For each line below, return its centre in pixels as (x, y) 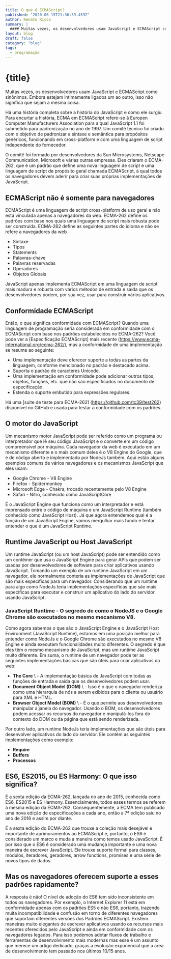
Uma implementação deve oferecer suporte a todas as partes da (80, 360)
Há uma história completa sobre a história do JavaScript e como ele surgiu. (84, 112)
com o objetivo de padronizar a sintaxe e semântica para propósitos (77, 134)
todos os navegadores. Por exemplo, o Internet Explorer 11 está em (75, 902)
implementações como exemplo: (39, 740)
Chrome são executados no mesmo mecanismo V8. (70, 617)
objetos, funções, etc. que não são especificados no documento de (83, 382)
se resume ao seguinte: (30, 350)
